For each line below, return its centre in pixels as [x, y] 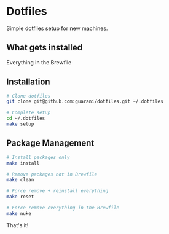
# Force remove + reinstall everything [57, 191]
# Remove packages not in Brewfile [52, 174]
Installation [28, 82]
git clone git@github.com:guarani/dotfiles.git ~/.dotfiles [85, 102]
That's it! [18, 225]
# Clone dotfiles [29, 96]
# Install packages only [38, 157]
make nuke [19, 213]
